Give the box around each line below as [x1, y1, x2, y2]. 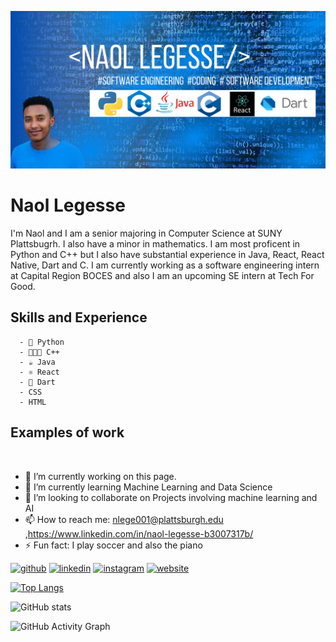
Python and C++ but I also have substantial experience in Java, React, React [10, 248, 325, 260]
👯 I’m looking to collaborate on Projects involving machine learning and [24, 491, 318, 503]
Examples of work [10, 424, 125, 441]
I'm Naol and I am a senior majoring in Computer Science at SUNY [10, 227, 283, 239]
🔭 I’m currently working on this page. [24, 470, 177, 482]
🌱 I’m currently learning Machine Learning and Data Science [24, 481, 273, 493]
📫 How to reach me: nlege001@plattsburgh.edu [24, 513, 224, 525]
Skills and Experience [10, 309, 148, 326]
